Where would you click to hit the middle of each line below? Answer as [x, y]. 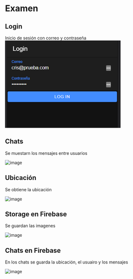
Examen [22, 8]
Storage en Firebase [36, 214]
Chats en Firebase [33, 250]
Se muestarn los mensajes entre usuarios [46, 153]
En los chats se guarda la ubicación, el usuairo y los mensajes [66, 262]
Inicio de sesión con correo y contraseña [46, 38]
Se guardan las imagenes [30, 226]
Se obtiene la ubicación [29, 189]
